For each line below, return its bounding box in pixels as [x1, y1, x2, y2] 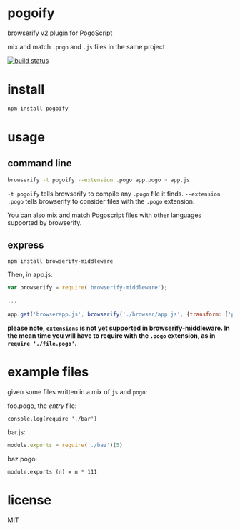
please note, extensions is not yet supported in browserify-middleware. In [7, 324, 230, 332]
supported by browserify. [7, 218, 82, 226]
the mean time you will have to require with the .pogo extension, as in [7, 331, 216, 340]
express [7, 239, 44, 251]
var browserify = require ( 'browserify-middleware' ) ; [7, 284, 168, 291]
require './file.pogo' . [7, 339, 77, 347]
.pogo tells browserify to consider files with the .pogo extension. [7, 196, 195, 205]
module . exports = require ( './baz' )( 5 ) [7, 441, 123, 449]
